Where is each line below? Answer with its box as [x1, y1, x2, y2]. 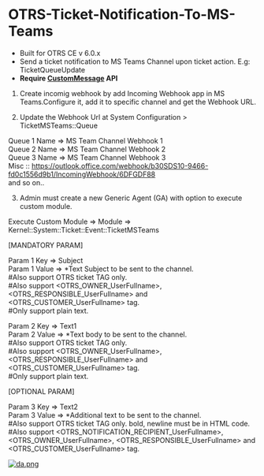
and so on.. [8, 177, 45, 187]
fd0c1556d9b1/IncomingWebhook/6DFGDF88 [8, 169, 156, 179]
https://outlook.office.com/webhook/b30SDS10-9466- [31, 161, 209, 170]
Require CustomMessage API [19, 73, 118, 83]
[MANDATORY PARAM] [8, 240, 84, 250]
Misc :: [8, 161, 30, 170]
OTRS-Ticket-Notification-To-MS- [8, 6, 236, 24]
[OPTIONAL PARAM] [8, 386, 75, 396]
